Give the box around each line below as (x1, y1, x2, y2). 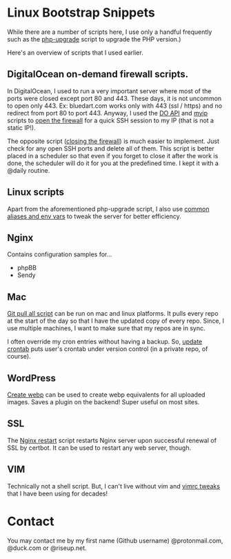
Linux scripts (7, 187, 64, 198)
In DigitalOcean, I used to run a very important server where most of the (7, 86, 212, 95)
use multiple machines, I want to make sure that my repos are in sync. (7, 324, 205, 332)
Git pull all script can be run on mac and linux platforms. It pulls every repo (7, 310, 219, 318)
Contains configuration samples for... (7, 250, 112, 258)
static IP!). (7, 123, 36, 132)
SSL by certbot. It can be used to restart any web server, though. (7, 444, 192, 452)
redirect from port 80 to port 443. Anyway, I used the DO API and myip (7, 108, 208, 117)
